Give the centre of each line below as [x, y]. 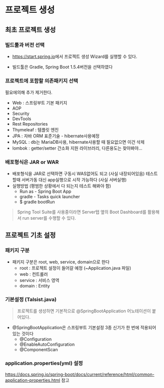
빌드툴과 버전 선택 [25, 45]
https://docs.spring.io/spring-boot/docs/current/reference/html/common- [80, 374]
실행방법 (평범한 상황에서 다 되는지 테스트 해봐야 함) [62, 186]
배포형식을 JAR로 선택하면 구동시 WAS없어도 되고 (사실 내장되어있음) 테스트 [85, 174]
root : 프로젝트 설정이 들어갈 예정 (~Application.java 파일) [75, 268]
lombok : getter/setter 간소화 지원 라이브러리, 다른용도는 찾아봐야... [77, 148]
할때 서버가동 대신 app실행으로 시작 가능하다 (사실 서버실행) [69, 180]
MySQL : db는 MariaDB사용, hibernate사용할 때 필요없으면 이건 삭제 [78, 142]
